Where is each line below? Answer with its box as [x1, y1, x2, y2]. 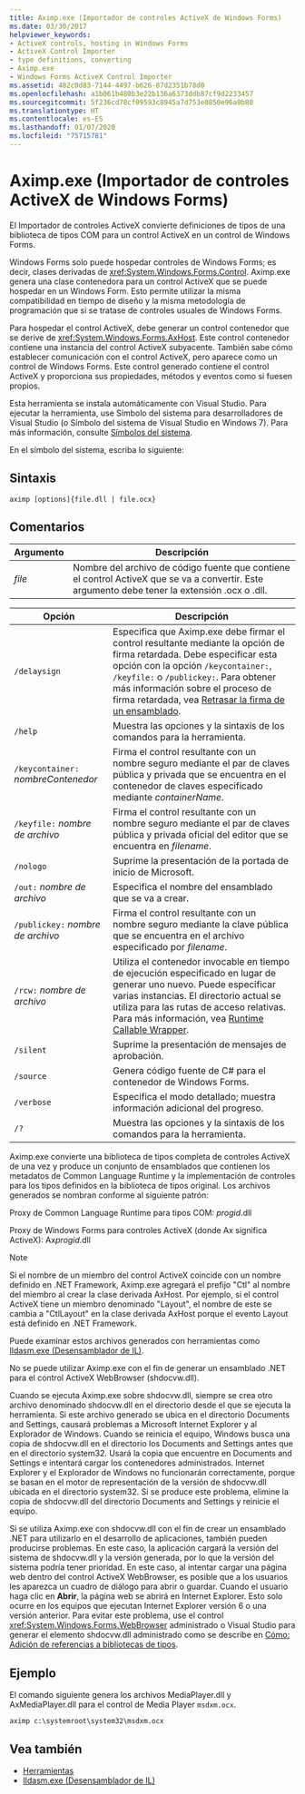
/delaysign [14, 666, 61, 677]
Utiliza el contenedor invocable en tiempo [113, 956, 290, 968]
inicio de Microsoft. [113, 866, 195, 878]
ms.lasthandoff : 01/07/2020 [9, 123, 116, 132]
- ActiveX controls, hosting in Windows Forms [9, 38, 189, 48]
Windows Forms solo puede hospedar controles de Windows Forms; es [9, 256, 277, 268]
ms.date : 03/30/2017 [9, 22, 88, 31]
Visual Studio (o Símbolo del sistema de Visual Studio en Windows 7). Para [9, 417, 289, 427]
